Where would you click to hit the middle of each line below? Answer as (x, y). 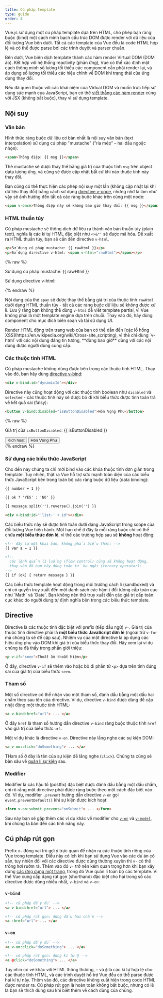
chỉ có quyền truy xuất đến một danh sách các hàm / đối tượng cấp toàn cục (81, 589)
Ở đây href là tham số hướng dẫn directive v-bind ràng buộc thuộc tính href (81, 723)
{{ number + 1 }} (23, 489)
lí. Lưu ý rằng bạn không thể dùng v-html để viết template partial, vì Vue (77, 310)
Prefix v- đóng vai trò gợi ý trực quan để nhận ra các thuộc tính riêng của (78, 850)
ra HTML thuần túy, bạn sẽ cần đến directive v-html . (57, 239)
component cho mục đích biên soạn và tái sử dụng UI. (59, 320)
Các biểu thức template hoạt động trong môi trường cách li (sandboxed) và (80, 584)
